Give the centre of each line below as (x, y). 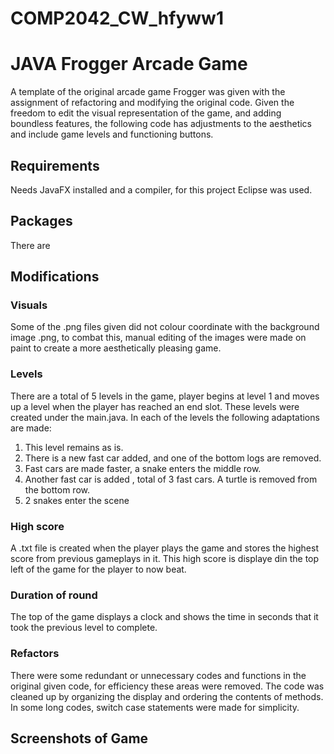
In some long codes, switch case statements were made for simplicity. (155, 707)
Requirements (55, 165)
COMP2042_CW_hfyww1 (117, 18)
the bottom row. (57, 489)
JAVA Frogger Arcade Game (129, 64)
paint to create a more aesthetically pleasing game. (116, 348)
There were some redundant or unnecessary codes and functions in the (158, 675)
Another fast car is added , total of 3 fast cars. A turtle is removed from (171, 479)
